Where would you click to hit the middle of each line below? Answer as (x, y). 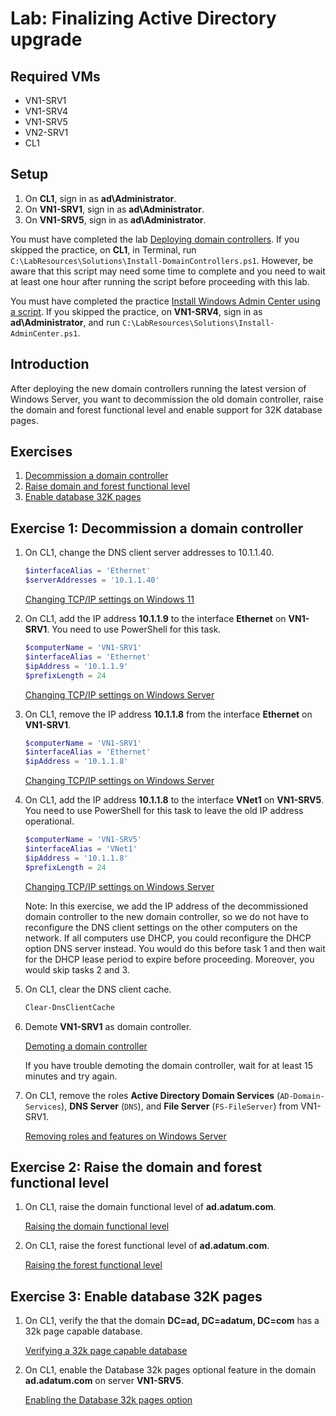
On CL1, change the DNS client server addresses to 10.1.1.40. (149, 553)
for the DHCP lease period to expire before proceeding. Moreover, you (169, 959)
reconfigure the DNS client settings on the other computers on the (161, 927)
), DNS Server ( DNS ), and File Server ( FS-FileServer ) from (180, 1106)
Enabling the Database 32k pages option (108, 1400)
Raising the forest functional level (93, 1265)
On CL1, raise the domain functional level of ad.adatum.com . (150, 1207)
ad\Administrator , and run (65, 322)
